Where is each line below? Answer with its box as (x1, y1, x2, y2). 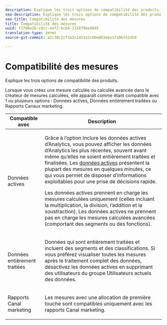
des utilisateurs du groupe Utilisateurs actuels (44, 270, 152, 277)
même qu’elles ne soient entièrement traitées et (44, 153, 156, 160)
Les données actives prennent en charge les (44, 189, 148, 196)
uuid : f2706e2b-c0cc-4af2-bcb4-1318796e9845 (5, 26, 99, 31)
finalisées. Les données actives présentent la (44, 159, 150, 166)
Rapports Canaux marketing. (5, 103, 64, 109)
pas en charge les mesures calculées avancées (44, 214, 156, 221)
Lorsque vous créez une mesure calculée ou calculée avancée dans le (5, 87, 149, 93)
